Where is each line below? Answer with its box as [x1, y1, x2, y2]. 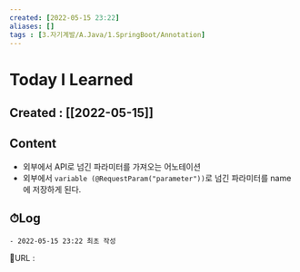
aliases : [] [9, 22, 55, 31]
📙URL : [9, 252, 35, 263]
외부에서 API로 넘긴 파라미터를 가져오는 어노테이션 [22, 160, 202, 172]
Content [9, 136, 57, 151]
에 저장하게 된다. [22, 183, 82, 195]
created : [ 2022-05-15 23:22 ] [9, 13, 120, 23]
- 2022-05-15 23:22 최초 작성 [9, 237, 116, 246]
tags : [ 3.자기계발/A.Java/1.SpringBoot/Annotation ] [9, 30, 206, 39]
